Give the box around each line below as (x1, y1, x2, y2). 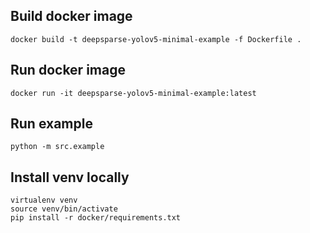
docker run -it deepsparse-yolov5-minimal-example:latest (10, 88, 257, 98)
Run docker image (10, 62, 126, 79)
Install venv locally (10, 169, 130, 186)
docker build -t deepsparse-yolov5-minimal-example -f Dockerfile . (10, 34, 302, 44)
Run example (10, 115, 93, 133)
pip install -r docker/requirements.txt (10, 213, 182, 223)
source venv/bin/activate (10, 204, 118, 214)
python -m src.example (10, 142, 105, 152)
